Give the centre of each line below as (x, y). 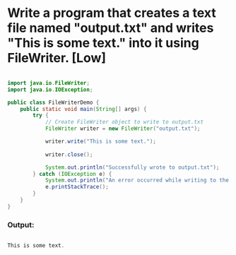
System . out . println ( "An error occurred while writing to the (137, 180)
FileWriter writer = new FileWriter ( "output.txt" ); (123, 129)
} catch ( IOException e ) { (72, 174)
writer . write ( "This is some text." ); (101, 142)
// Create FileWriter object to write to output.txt (124, 122)
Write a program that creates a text (112, 13)
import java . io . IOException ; (50, 90)
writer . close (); (69, 154)
